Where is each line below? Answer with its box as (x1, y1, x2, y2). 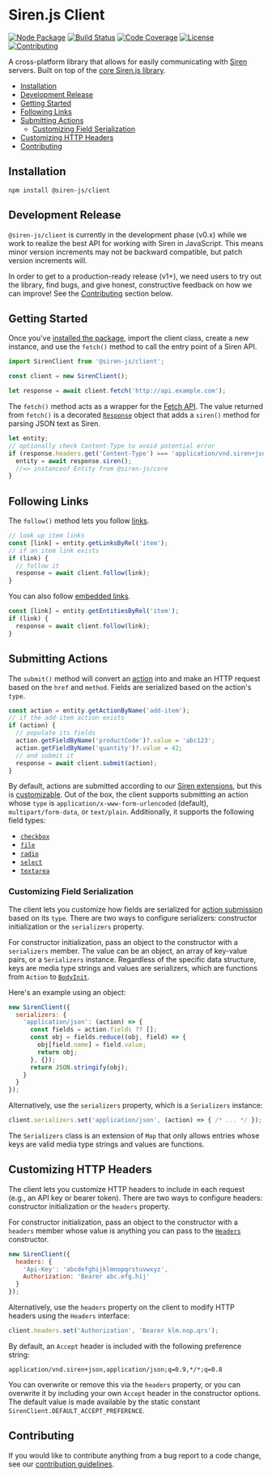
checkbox (19, 832, 50, 841)
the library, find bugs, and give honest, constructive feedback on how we (8, 279, 253, 289)
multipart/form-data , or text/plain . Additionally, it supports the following (8, 807, 255, 817)
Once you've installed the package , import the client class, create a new (8, 334, 249, 343)
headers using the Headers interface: (8, 1311, 130, 1321)
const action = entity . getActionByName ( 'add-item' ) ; (8, 706, 190, 714)
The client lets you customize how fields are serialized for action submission (8, 905, 263, 914)
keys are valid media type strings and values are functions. (8, 1139, 205, 1149)
